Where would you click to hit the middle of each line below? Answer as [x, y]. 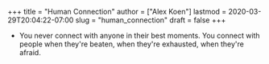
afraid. [30, 52]
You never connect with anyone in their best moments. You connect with [139, 36]
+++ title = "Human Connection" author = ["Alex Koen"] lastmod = [117, 12]
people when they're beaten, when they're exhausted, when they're [132, 44]
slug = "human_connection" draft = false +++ [151, 20]
